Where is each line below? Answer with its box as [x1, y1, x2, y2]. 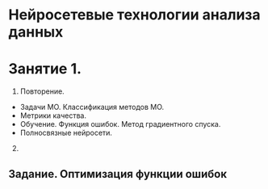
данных [8, 23, 64, 41]
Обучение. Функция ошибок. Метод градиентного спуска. [19, 120, 221, 129]
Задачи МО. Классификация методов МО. [19, 103, 165, 112]
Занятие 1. [8, 60, 82, 78]
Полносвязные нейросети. [19, 128, 113, 138]
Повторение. [19, 86, 65, 96]
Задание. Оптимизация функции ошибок [8, 167, 228, 181]
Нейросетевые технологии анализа [8, 6, 261, 24]
